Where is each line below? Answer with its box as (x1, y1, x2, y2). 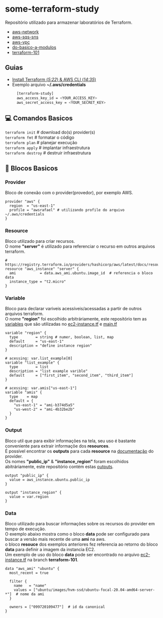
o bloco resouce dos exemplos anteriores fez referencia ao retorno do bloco (5, 541, 158, 547)
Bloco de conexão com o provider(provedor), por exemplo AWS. (5, 189, 133, 195)
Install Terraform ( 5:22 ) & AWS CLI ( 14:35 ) (12, 76, 96, 82)
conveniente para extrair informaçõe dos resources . (5, 443, 110, 449)
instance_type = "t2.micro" (9, 279, 66, 284)
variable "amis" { (5, 390, 42, 395)
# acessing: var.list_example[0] (5, 356, 73, 361)
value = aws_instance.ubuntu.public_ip (9, 477, 90, 482)
